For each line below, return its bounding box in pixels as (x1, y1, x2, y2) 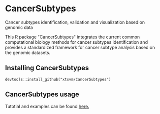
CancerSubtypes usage (5, 90, 80, 99)
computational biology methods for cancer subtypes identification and (5, 39, 148, 45)
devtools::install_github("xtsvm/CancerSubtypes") (5, 77, 111, 82)
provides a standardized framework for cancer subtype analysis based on (5, 44, 155, 50)
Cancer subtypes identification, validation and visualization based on (5, 19, 145, 25)
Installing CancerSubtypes (5, 64, 89, 72)
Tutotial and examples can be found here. (5, 103, 90, 109)
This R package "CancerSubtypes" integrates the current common (5, 34, 140, 40)
